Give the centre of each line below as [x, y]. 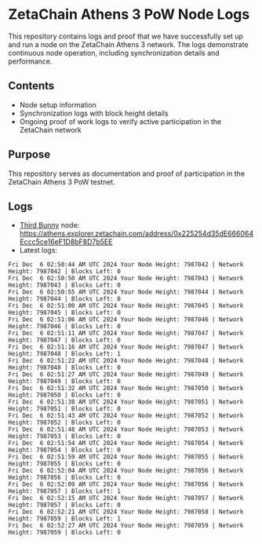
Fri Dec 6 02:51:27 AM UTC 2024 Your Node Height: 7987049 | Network [126, 374]
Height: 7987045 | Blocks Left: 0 [65, 313]
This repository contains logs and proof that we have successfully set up [126, 36]
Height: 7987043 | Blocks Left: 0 [65, 285]
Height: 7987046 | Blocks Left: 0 [65, 327]
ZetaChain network [51, 130]
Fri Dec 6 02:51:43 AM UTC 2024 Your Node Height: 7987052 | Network [126, 416]
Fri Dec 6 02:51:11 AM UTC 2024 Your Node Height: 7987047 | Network [126, 334]
